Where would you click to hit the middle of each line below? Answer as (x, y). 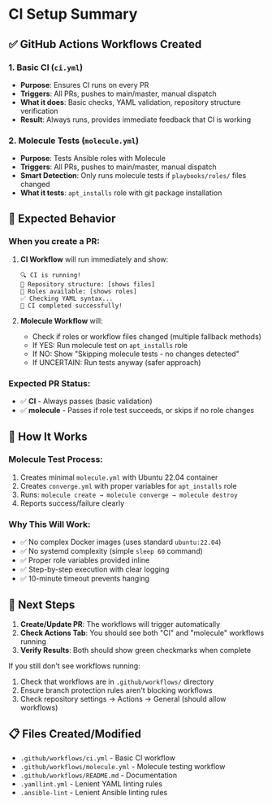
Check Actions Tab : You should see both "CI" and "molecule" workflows (142, 633)
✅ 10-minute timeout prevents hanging (85, 579)
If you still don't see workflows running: (74, 666)
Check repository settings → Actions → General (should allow (123, 698)
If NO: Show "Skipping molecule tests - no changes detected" (136, 354)
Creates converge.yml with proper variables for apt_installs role (128, 485)
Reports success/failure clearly (72, 503)
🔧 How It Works (48, 436)
